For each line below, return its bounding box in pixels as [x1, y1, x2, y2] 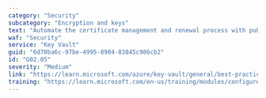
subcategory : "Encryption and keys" [8, 19, 129, 27]
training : [8, 77, 41, 85]
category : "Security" [8, 11, 80, 20]
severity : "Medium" [8, 63, 73, 71]
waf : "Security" [8, 33, 62, 42]
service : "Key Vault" [8, 41, 80, 49]
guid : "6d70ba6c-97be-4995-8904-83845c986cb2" [8, 48, 165, 56]
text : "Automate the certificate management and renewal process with [8, 26, 246, 34]
